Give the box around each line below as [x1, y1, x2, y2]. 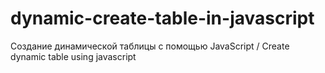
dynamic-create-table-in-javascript [10, 7, 315, 30]
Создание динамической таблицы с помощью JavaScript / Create [10, 40, 290, 52]
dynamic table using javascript [10, 50, 137, 62]
